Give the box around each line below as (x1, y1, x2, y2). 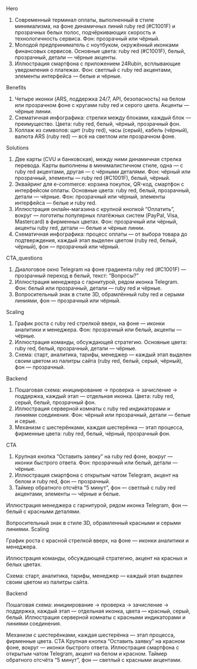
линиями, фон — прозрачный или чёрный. (14, 297, 121, 304)
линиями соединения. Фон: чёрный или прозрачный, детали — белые (14, 412, 191, 418)
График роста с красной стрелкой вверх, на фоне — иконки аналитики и (6, 537, 189, 544)
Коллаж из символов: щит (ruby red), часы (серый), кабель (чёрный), (14, 126, 189, 133)
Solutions (6, 144, 29, 151)
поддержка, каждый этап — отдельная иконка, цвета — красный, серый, (6, 608, 191, 614)
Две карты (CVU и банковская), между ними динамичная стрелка (14, 156, 182, 162)
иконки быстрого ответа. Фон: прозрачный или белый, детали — (14, 459, 178, 466)
